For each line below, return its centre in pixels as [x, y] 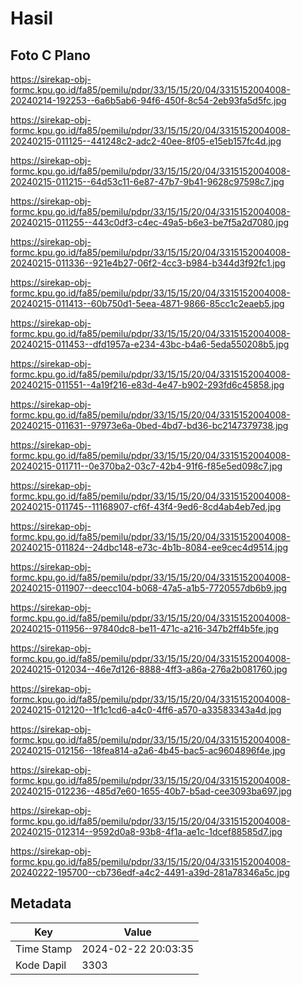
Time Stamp [44, 949]
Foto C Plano [50, 55]
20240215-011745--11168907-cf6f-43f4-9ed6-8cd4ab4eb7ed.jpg [146, 506]
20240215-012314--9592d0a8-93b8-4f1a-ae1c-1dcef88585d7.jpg [146, 831]
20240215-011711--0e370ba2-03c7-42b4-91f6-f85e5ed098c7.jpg [146, 466]
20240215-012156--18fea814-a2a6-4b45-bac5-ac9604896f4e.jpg [148, 750]
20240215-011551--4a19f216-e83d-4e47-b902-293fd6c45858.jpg [147, 385]
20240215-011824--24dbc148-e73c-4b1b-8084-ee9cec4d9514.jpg [149, 547]
